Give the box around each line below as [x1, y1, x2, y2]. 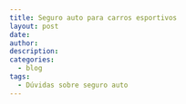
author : [9, 38, 39, 48]
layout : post [9, 22, 59, 31]
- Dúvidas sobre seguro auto [17, 80, 129, 90]
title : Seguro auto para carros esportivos [9, 13, 178, 23]
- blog [17, 64, 43, 73]
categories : [9, 55, 55, 64]
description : [9, 47, 59, 56]
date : [9, 30, 30, 39]
